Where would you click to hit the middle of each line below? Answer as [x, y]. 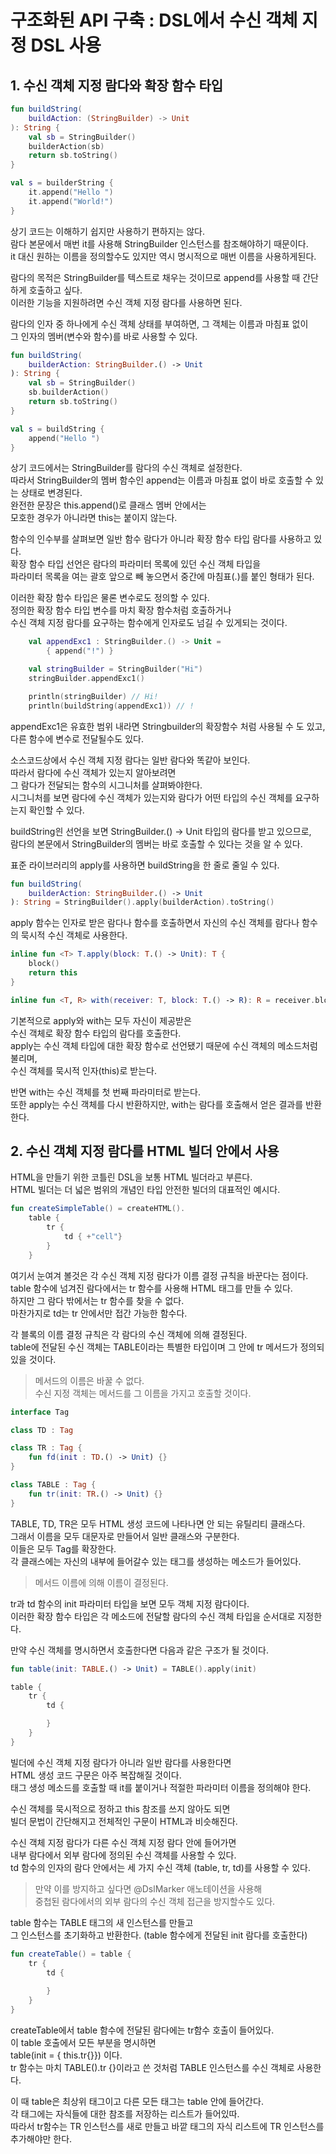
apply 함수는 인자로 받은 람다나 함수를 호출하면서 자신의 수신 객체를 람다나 [155, 923]
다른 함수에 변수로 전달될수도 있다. [77, 738]
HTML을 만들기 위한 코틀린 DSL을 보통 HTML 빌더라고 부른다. [131, 1177]
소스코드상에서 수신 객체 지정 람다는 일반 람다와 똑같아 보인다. [130, 760]
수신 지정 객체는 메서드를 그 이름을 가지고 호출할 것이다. [143, 1393]
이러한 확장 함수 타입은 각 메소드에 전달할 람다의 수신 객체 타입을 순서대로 [153, 1616]
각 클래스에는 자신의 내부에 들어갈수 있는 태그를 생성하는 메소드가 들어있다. [156, 1561]
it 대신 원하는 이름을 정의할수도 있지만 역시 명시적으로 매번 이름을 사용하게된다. [163, 256]
